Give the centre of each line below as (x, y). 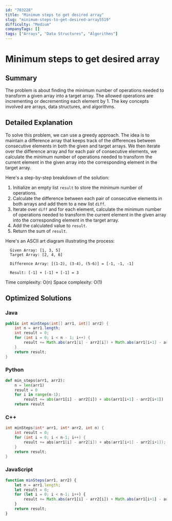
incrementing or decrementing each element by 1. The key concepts (77, 101)
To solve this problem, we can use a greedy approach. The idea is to (78, 135)
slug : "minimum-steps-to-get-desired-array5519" (58, 19)
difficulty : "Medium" (28, 24)
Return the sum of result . (40, 231)
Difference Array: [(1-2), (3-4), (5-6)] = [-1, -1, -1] (72, 264)
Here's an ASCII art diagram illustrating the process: (60, 241)
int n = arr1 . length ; (37, 328)
